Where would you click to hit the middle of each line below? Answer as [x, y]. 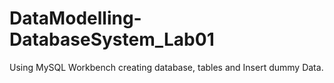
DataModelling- [75, 18]
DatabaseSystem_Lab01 [112, 39]
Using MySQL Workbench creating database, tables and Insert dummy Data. [166, 67]
